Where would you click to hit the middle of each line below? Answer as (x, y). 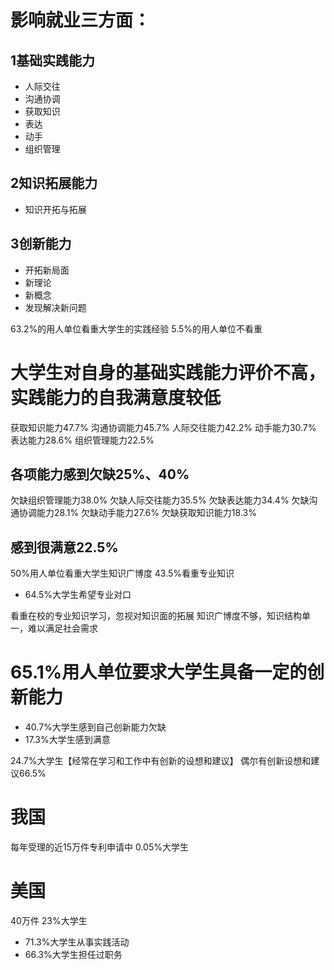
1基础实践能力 (53, 60)
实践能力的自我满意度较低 (116, 397)
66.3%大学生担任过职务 (73, 954)
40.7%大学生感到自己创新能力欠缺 (95, 727)
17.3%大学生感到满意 (67, 740)
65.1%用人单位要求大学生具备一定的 (159, 672)
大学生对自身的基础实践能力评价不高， (168, 372)
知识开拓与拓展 (55, 209)
